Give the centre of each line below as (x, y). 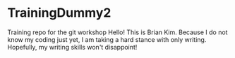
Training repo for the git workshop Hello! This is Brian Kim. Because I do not (117, 32)
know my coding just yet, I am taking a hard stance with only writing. (107, 39)
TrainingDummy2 (59, 13)
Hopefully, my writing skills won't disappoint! (72, 47)
